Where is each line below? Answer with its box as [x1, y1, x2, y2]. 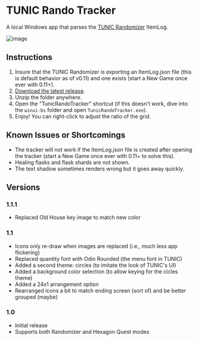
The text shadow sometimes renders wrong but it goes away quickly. [14, 165, 185, 172]
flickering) [14, 249, 41, 256]
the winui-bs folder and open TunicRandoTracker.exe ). [14, 106, 147, 114]
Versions [6, 182, 41, 192]
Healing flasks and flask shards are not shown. [14, 159, 130, 166]
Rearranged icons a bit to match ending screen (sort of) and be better [14, 287, 187, 294]
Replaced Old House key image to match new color [14, 214, 141, 221]
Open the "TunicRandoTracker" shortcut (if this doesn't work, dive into [14, 100, 188, 107]
